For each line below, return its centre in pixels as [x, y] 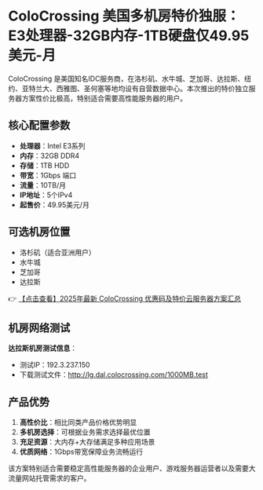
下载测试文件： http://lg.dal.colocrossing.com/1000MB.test [113, 375]
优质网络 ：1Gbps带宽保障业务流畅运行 [81, 452]
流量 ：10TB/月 [43, 185]
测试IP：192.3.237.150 [55, 365]
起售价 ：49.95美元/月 [55, 204]
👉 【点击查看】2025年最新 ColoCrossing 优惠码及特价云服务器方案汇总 [125, 298]
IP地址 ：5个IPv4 [46, 195]
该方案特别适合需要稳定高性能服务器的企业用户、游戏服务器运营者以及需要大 [132, 469]
